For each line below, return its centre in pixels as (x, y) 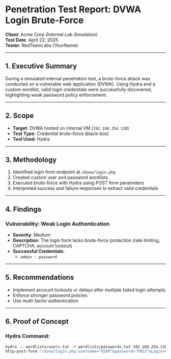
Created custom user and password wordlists (60, 177)
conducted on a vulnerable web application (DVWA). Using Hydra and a (80, 84)
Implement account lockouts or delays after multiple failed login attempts (89, 289)
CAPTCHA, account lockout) (42, 246)
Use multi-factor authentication (46, 301)
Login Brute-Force (45, 20)
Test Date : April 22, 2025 (32, 40)
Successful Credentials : (39, 251)
